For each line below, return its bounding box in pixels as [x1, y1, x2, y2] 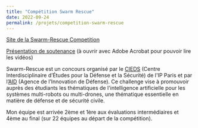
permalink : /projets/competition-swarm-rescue [6, 20, 124, 26]
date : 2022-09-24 [6, 14, 49, 20]
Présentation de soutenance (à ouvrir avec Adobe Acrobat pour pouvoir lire [6, 48, 191, 55]
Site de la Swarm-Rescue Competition [6, 36, 100, 43]
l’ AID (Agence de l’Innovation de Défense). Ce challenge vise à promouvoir [6, 78, 189, 85]
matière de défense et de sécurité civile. [6, 97, 106, 104]
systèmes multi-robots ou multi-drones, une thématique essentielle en [6, 90, 179, 98]
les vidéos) [6, 54, 33, 61]
